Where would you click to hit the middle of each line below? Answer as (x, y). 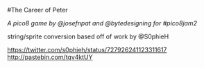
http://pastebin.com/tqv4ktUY (50, 57)
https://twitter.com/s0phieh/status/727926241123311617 (87, 50)
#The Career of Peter (37, 10)
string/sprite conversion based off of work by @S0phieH (88, 36)
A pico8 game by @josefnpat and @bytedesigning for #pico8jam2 (102, 23)
